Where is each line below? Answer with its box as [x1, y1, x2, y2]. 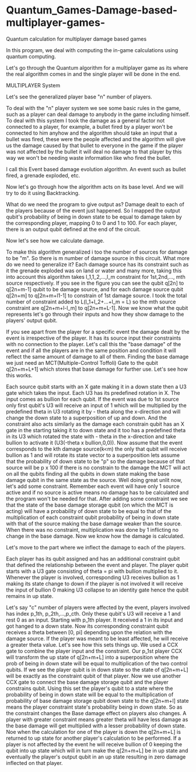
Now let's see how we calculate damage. [6, 237, 105, 244]
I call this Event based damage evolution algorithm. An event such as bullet [6, 165, 186, 173]
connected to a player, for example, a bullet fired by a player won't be [6, 123, 173, 130]
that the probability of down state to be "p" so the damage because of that [6, 457, 185, 464]
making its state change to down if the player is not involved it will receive [6, 580, 183, 587]
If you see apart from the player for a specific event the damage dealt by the [6, 328, 190, 335]
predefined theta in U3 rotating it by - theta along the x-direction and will [6, 408, 181, 415]
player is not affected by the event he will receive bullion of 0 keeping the [6, 740, 183, 747]
